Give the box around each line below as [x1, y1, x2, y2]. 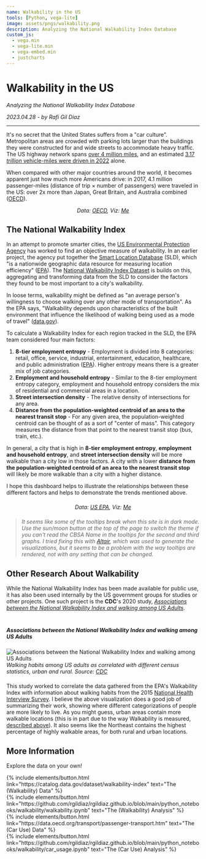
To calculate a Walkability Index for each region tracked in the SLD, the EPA [6, 329, 196, 337]
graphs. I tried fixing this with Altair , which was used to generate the [21, 538, 194, 545]
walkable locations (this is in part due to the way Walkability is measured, [6, 715, 191, 722]
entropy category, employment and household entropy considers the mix [15, 381, 200, 388]
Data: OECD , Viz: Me [77, 207, 129, 214]
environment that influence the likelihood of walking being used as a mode [6, 311, 195, 319]
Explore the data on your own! [6, 762, 83, 769]
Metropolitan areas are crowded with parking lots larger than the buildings [6, 137, 194, 145]
